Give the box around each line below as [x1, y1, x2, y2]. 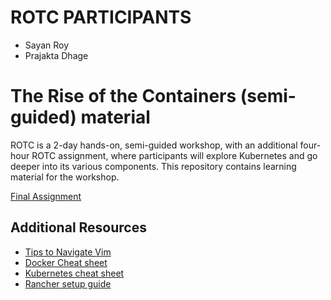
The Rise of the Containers [10, 85, 237, 108]
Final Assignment [10, 190, 82, 202]
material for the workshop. [10, 171, 120, 183]
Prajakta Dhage [24, 49, 89, 61]
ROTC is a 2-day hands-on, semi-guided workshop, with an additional [10, 139, 298, 151]
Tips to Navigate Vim [24, 246, 112, 258]
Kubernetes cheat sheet [24, 267, 125, 279]
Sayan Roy [24, 39, 70, 51]
